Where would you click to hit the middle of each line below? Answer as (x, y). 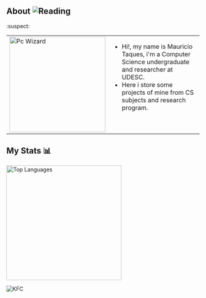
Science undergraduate (156, 62)
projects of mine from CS (158, 92)
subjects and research (154, 100)
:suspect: (18, 26)
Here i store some (147, 84)
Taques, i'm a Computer (156, 54)
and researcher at (147, 69)
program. (135, 108)
